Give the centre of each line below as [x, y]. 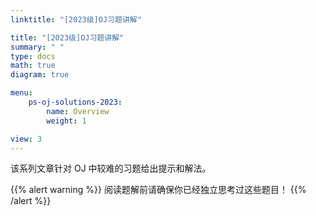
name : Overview [78, 111]
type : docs [33, 56]
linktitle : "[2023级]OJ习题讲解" [76, 19]
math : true [33, 66]
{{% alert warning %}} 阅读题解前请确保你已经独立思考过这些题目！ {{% [158, 190]
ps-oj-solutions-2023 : [75, 102]
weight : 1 [66, 121]
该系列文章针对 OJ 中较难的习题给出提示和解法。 [111, 168]
